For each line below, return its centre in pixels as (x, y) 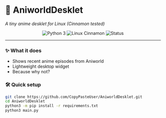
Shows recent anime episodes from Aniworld (58, 61)
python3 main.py (22, 111)
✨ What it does (23, 50)
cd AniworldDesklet (25, 101)
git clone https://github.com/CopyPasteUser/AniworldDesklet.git (74, 97)
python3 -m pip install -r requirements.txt (52, 106)
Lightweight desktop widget (41, 66)
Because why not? (31, 72)
